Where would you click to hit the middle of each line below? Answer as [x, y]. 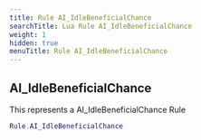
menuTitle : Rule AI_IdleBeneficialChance [89, 51]
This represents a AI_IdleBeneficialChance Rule [98, 109]
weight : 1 [28, 34]
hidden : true [34, 43]
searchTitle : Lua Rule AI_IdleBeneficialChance [101, 26]
